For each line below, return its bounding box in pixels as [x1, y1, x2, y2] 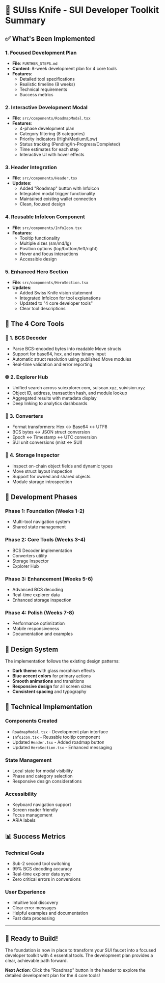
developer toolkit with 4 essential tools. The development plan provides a [5, 953, 153, 958]
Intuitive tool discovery [12, 899, 58, 906]
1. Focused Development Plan [5, 49, 77, 56]
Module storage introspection [12, 479, 72, 485]
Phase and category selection [12, 773, 73, 779]
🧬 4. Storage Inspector [5, 452, 60, 459]
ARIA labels [12, 817, 36, 823]
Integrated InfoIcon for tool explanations [19, 295, 101, 301]
